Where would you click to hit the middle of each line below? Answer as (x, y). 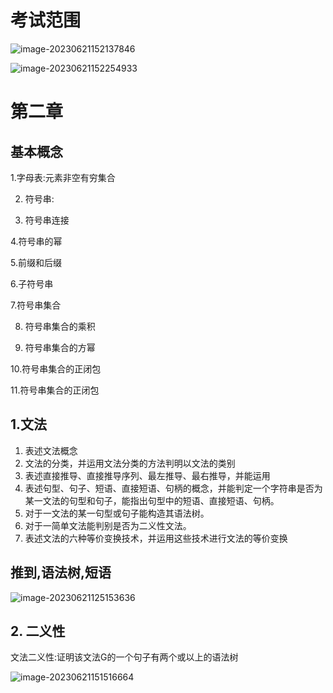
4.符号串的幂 (36, 241)
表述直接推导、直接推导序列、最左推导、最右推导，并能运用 (147, 475)
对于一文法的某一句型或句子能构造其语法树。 (117, 513)
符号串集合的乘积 (60, 326)
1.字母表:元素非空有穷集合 (63, 177)
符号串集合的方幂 (60, 347)
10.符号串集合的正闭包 (56, 368)
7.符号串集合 (36, 305)
